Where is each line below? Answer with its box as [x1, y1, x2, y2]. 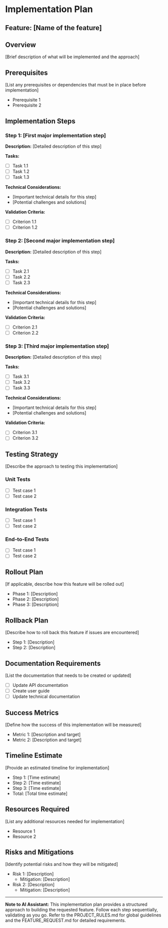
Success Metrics [5, 708, 59, 717]
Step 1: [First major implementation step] [5, 132, 106, 139]
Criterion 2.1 [12, 324, 37, 330]
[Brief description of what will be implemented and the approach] [5, 54, 140, 60]
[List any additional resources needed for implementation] [5, 818, 125, 824]
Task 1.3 [12, 174, 29, 180]
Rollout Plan [5, 568, 43, 576]
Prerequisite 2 [12, 102, 41, 109]
